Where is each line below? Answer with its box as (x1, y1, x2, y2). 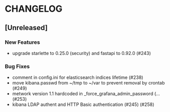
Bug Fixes (5, 63, 30, 70)
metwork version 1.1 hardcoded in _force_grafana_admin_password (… (12, 91, 160, 97)
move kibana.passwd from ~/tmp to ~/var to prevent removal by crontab (12, 80, 165, 86)
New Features (5, 39, 40, 46)
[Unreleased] (5, 23, 48, 32)
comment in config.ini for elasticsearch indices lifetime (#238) (12, 74, 144, 80)
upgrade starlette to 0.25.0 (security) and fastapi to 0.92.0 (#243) (12, 50, 152, 56)
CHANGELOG (5, 3, 62, 15)
